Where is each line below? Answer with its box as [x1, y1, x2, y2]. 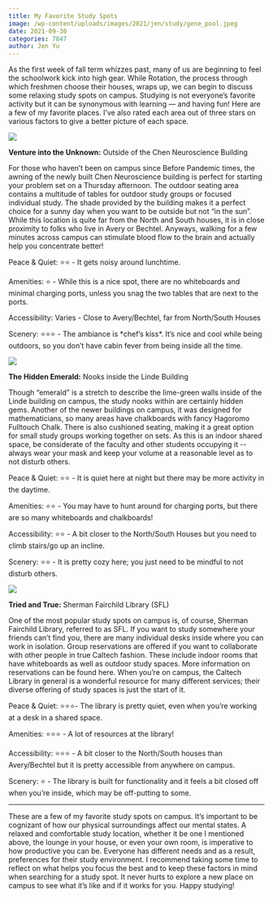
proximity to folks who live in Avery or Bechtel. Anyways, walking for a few [8, 224, 258, 234]
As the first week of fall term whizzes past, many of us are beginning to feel [8, 64, 262, 74]
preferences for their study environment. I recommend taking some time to [8, 855, 258, 865]
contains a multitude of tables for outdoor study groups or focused [8, 189, 232, 199]
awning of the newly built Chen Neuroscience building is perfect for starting [8, 172, 262, 182]
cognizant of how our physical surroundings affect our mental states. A [8, 820, 247, 830]
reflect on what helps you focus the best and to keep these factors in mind [8, 864, 258, 874]
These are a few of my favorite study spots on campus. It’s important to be [8, 812, 258, 821]
